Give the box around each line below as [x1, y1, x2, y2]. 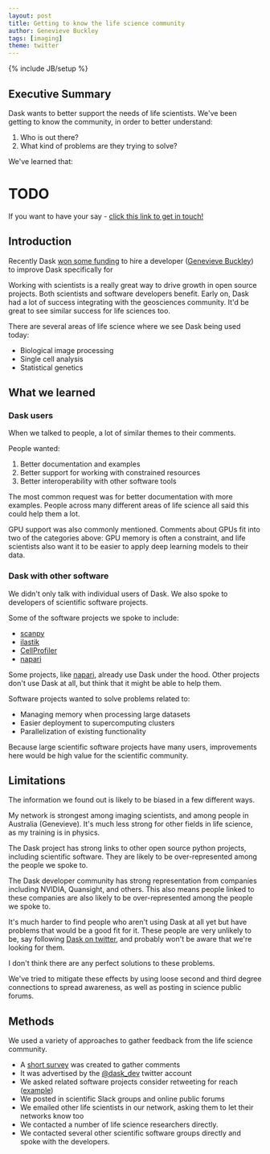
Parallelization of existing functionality [19, 726, 146, 736]
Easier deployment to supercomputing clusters [19, 717, 175, 728]
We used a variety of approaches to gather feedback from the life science [8, 1036, 253, 1045]
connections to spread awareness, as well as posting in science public [8, 983, 242, 992]
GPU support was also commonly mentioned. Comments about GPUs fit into [8, 524, 261, 535]
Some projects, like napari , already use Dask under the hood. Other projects [8, 669, 260, 680]
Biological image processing [19, 345, 114, 355]
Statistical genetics [19, 363, 84, 372]
